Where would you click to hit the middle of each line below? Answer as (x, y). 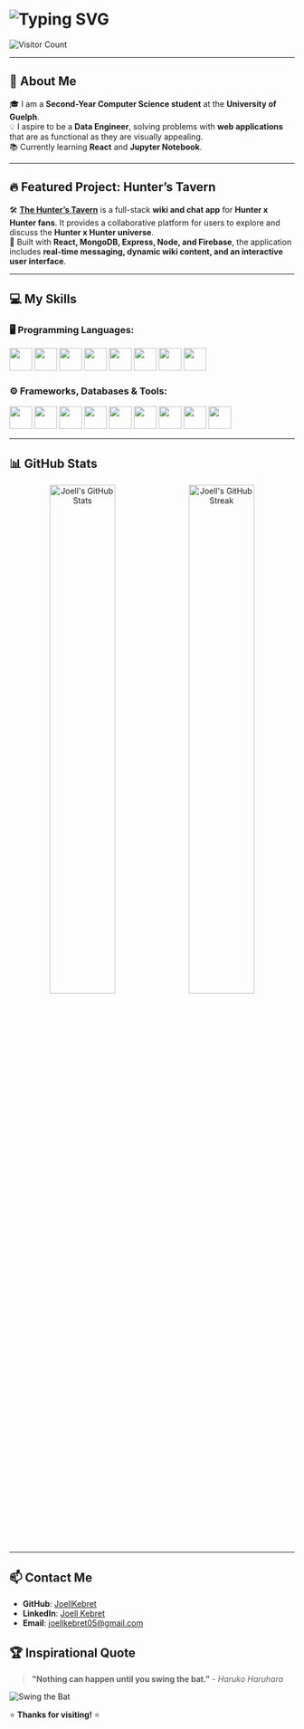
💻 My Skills (43, 299)
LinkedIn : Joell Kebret (64, 1614)
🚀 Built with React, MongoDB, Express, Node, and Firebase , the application (151, 242)
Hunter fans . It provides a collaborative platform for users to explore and (145, 223)
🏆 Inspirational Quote (72, 1653)
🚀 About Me (43, 81)
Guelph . (24, 117)
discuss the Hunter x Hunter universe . (81, 232)
